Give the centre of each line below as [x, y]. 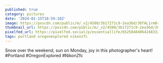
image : [12, 23]
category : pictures [25, 14]
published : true [21, 9]
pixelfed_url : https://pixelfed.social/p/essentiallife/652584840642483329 [83, 32]
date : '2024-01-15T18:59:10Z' [36, 18]
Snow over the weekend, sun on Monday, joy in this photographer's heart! [79, 50]
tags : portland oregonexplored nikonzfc [47, 37]
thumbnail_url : [20, 28]
